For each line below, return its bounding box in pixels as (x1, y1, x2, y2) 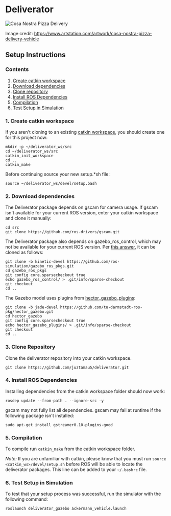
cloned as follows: (5, 249, 43, 256)
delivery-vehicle (5, 36, 39, 42)
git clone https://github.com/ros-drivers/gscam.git (5, 230, 120, 235)
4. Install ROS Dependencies (5, 377, 78, 384)
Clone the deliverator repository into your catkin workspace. (5, 355, 132, 361)
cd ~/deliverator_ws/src (5, 149, 58, 154)
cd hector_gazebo (5, 314, 42, 319)
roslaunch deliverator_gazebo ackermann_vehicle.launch (5, 506, 127, 511)
